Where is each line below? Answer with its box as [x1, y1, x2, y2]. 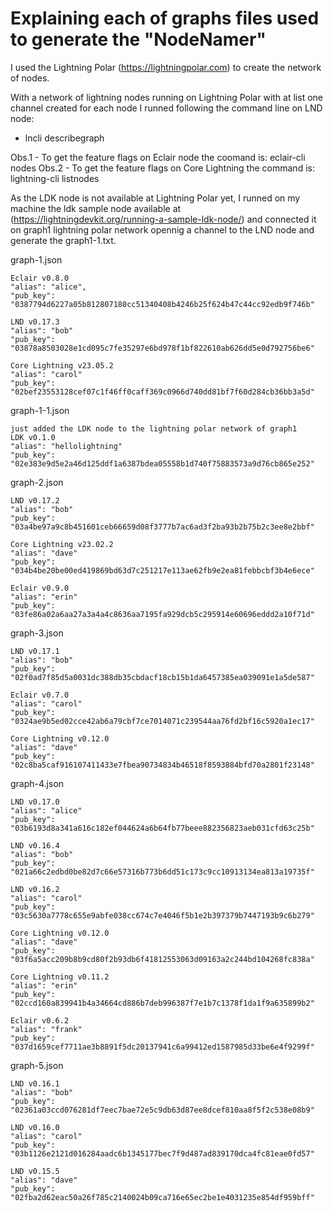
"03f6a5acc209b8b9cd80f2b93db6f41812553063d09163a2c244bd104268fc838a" [10, 954, 315, 964]
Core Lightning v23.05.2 [10, 360, 114, 371]
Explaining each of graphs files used [10, 7, 320, 30]
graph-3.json [10, 627, 64, 639]
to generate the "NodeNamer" [10, 28, 267, 51]
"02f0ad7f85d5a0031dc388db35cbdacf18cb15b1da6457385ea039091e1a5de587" [10, 672, 315, 682]
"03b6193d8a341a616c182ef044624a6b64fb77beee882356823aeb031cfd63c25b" [10, 823, 315, 833]
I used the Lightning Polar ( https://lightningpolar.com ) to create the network [10, 61, 322, 73]
